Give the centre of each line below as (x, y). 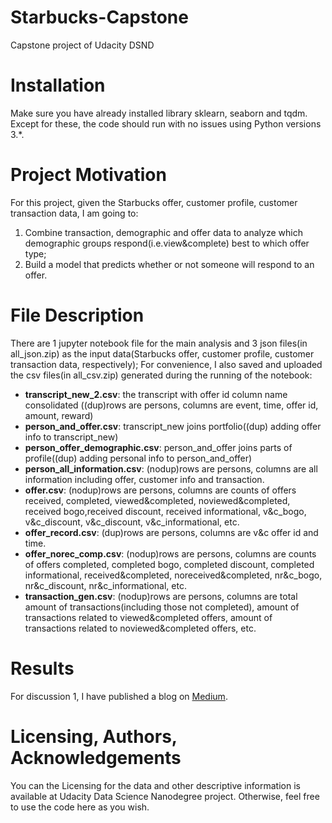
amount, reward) (59, 415)
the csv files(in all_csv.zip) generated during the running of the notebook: (161, 375)
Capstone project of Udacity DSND (82, 45)
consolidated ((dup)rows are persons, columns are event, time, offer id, (171, 405)
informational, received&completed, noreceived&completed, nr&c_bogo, (173, 575)
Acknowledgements (96, 757)
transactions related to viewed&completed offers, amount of (148, 617)
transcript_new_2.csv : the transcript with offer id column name (156, 394)
